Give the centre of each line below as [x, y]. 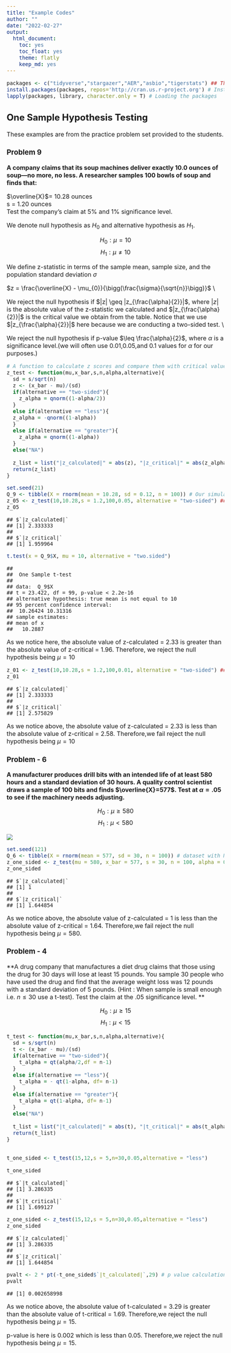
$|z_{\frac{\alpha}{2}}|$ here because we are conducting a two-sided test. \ [115, 324]
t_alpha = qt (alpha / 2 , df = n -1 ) [66, 1062]
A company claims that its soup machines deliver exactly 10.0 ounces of [112, 168]
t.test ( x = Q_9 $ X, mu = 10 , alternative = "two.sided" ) [89, 556]
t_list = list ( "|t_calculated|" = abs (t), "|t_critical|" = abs [107, 1126]
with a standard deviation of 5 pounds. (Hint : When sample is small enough [114, 989]
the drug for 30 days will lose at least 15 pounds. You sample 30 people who [115, 974]
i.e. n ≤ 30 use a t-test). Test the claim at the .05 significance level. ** [106, 997]
